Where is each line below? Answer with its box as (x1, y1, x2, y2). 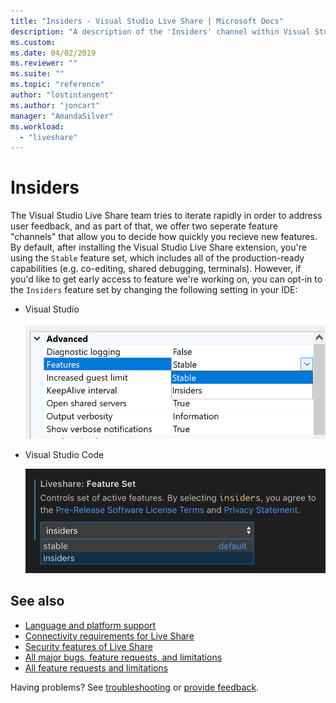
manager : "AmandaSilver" (10, 111, 114, 121)
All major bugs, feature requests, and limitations (24, 651, 223, 663)
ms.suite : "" (10, 69, 65, 79)
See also (10, 593, 65, 610)
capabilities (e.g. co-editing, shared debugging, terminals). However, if (10, 263, 302, 275)
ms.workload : (10, 121, 65, 132)
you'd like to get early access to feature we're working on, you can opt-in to (10, 273, 323, 285)
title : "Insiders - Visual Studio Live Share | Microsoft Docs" (10, 16, 284, 26)
